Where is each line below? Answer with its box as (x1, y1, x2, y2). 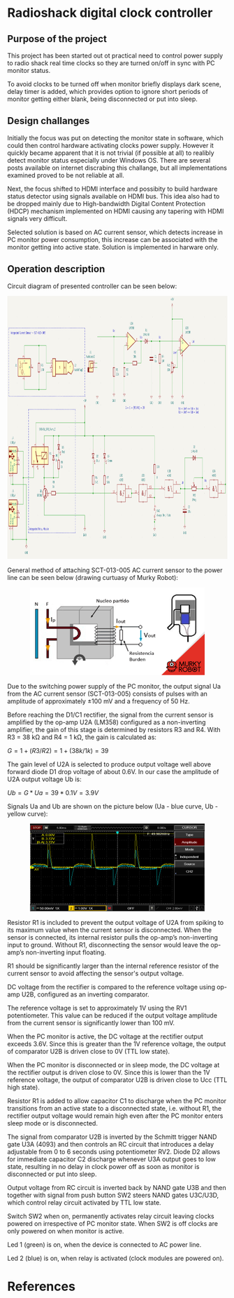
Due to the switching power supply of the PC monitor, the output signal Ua (7, 682, 221, 690)
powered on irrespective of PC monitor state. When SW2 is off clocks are (7, 1219, 219, 1228)
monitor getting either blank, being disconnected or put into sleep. (7, 95, 198, 103)
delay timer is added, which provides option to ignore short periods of (7, 88, 208, 95)
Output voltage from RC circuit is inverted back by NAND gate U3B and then (7, 1183, 227, 1191)
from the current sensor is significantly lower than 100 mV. (7, 1018, 175, 1027)
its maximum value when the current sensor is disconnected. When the (7, 926, 212, 934)
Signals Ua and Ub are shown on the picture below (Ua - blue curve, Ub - (7, 802, 219, 811)
